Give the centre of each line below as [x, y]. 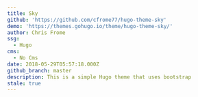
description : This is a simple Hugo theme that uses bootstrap [99, 77]
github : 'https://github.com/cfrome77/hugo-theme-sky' [87, 20]
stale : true [24, 83]
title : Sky [23, 13]
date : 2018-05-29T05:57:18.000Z [53, 64]
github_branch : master [39, 70]
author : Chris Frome [37, 32]
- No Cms [26, 58]
